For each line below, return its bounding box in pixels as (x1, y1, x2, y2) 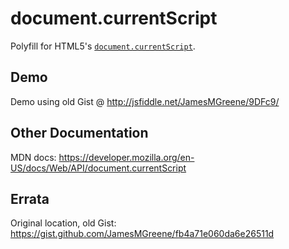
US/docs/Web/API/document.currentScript (10, 162, 187, 174)
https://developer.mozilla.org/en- (58, 151, 195, 163)
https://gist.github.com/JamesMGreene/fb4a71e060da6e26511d (10, 228, 275, 240)
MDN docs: (10, 151, 57, 163)
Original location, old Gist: (10, 217, 117, 229)
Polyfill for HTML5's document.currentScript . (10, 40, 196, 52)
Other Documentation (10, 125, 149, 142)
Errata (10, 190, 50, 207)
